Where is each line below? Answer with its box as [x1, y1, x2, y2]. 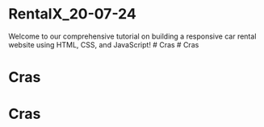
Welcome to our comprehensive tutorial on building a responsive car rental [8, 31, 257, 41]
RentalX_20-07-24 [8, 5, 137, 23]
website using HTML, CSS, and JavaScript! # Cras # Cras [8, 39, 199, 49]
